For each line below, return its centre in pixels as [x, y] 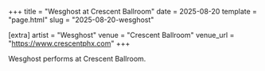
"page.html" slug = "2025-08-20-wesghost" [81, 20]
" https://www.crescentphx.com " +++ [69, 43]
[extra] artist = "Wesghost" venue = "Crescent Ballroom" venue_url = [121, 35]
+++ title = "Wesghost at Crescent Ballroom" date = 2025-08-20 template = [132, 11]
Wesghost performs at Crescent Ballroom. [77, 59]
